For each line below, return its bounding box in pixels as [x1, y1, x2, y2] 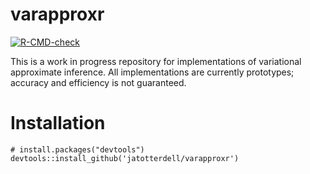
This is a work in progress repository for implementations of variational [10, 55, 302, 67]
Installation [10, 112, 106, 135]
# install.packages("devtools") [10, 144, 145, 155]
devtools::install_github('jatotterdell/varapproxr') [10, 153, 240, 163]
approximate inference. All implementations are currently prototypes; [10, 66, 295, 78]
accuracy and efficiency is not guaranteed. [10, 76, 187, 88]
